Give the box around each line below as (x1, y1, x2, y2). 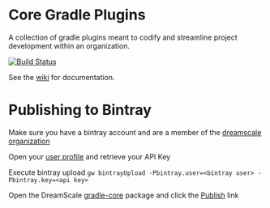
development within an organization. (8, 40, 130, 50)
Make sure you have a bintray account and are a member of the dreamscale (8, 127, 262, 137)
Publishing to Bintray (8, 101, 152, 119)
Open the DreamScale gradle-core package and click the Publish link (8, 190, 239, 200)
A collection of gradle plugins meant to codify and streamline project (8, 32, 238, 42)
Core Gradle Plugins (8, 6, 146, 24)
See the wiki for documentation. (8, 72, 115, 82)
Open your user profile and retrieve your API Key (8, 151, 171, 161)
